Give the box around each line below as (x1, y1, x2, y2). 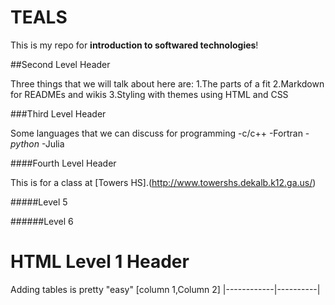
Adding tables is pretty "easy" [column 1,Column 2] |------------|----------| (10, 283, 321, 295)
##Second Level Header (10, 58, 111, 70)
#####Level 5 (10, 196, 68, 208)
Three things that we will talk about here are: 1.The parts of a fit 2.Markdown (10, 77, 325, 90)
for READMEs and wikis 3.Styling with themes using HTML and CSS (10, 88, 289, 100)
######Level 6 (10, 215, 74, 227)
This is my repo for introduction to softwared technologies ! (10, 39, 259, 51)
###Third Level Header (10, 107, 107, 120)
